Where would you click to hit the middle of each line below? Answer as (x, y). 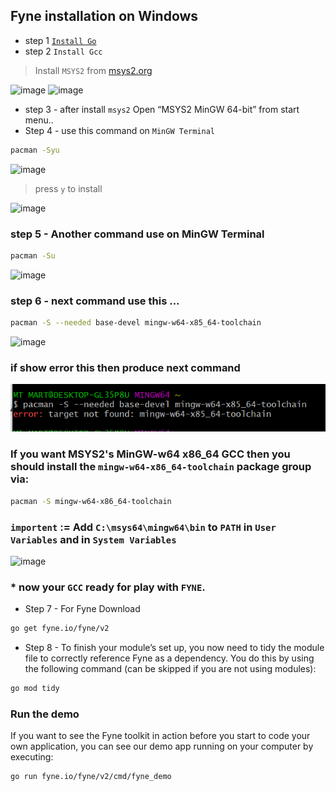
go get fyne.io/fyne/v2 (60, 629)
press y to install (68, 188)
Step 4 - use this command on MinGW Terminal (119, 130)
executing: (32, 757)
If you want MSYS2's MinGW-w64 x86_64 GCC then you (150, 454)
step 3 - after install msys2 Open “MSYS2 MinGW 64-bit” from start (162, 109)
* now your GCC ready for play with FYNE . (108, 587)
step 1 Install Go (60, 40)
